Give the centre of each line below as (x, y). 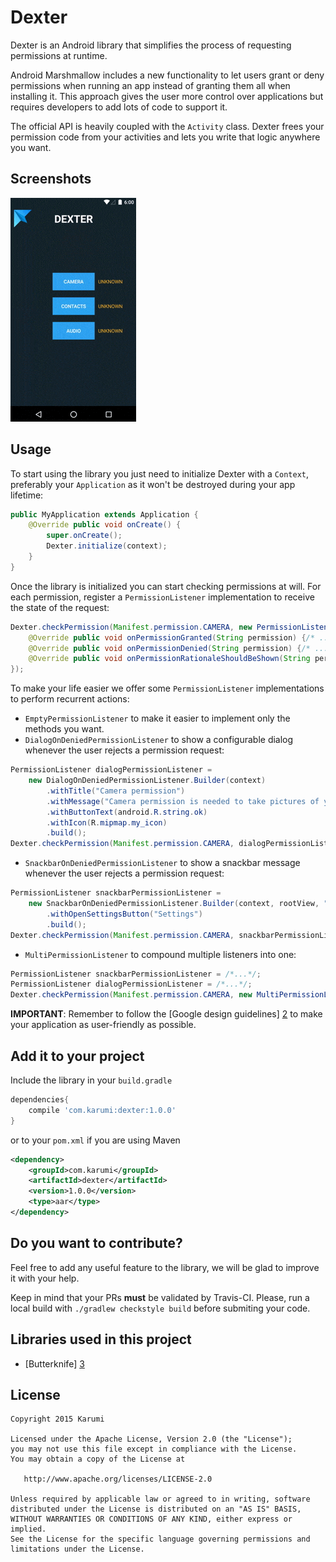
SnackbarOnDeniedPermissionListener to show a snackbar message (162, 863)
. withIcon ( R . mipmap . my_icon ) (107, 822)
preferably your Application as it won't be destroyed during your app (153, 484)
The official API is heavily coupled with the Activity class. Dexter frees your (167, 126)
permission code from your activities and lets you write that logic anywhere (165, 137)
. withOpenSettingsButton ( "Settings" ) (124, 914)
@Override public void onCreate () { (105, 525)
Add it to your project (77, 1056)
